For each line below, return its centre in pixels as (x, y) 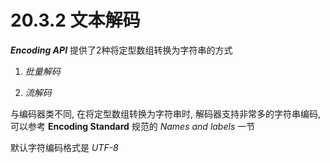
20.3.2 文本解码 (75, 20)
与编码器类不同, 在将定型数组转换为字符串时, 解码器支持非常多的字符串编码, (165, 113)
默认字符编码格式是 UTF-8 (64, 147)
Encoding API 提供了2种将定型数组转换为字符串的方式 (121, 50)
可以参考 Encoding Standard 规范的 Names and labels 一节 (133, 126)
